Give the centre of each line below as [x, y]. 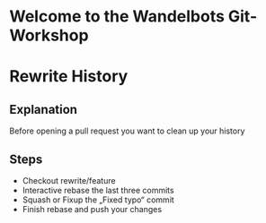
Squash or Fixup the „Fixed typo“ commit [98, 200]
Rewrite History [69, 77]
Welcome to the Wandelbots [117, 17]
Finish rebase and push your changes [92, 209]
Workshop [49, 35]
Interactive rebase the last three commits [98, 190]
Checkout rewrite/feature [69, 180]
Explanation [44, 109]
